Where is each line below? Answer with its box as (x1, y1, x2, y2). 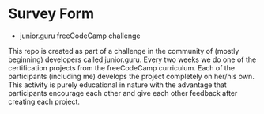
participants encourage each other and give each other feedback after (8, 88, 238, 97)
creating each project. (8, 97, 81, 106)
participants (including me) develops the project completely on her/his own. (8, 71, 255, 81)
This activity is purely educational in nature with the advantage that (8, 80, 227, 89)
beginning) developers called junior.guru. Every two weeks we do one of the (8, 55, 257, 64)
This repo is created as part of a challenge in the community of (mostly (8, 46, 239, 55)
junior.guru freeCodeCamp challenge (19, 31, 141, 40)
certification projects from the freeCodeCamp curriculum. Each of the (8, 63, 236, 72)
